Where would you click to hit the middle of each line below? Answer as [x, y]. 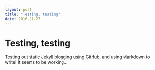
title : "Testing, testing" [33, 14]
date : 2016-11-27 [23, 19]
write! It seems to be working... [36, 62]
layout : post [18, 10]
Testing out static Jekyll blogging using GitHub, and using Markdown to [77, 57]
